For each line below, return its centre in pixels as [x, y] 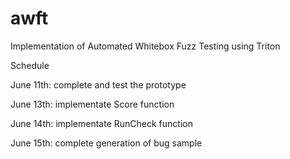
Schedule [30, 65]
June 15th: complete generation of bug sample [106, 143]
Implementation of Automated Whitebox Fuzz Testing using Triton [145, 46]
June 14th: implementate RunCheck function [101, 123]
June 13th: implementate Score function [92, 104]
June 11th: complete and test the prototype [98, 84]
